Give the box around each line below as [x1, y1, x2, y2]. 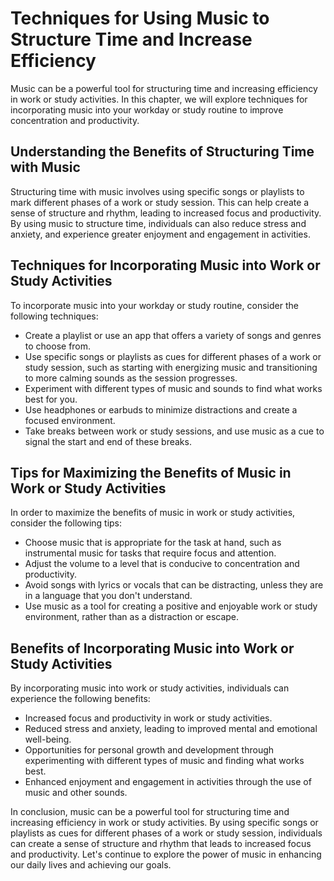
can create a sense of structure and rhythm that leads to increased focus [10, 838, 312, 850]
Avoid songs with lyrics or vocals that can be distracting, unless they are [24, 579, 324, 591]
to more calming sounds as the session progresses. [24, 372, 238, 384]
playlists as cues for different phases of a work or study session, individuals [10, 827, 323, 839]
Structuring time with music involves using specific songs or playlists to [10, 185, 305, 197]
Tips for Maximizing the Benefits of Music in [10, 464, 292, 481]
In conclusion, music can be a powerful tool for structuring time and [10, 806, 290, 818]
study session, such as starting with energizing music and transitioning [24, 361, 318, 373]
